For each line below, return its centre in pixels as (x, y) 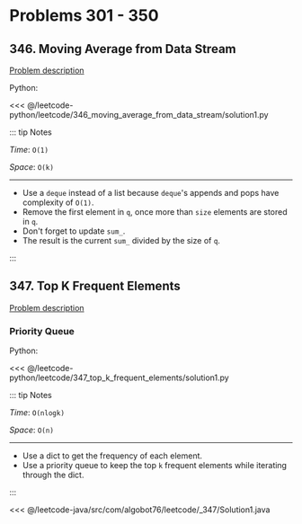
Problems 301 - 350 (84, 16)
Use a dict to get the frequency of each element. (112, 456)
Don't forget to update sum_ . (74, 231)
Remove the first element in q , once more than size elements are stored (155, 212)
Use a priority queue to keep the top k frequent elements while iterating (155, 466)
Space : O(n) (31, 430)
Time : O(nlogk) (37, 413)
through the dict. (53, 475)
